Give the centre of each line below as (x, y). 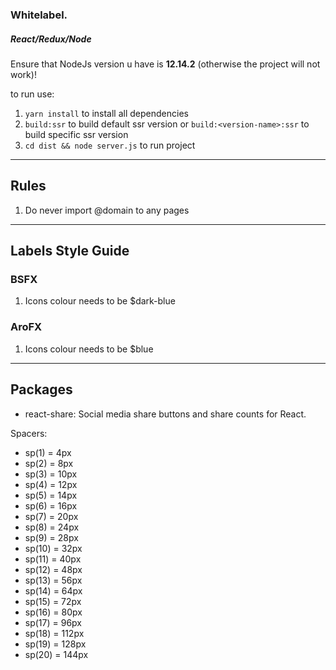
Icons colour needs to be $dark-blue (100, 301)
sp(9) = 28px (51, 537)
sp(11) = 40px (53, 559)
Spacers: (29, 433)
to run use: (32, 94)
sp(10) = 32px (53, 548)
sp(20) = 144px (56, 654)
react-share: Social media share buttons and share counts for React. (165, 414)
